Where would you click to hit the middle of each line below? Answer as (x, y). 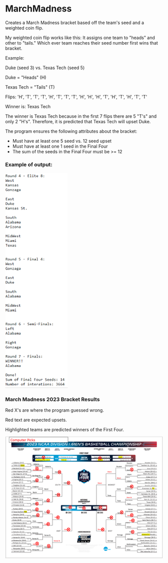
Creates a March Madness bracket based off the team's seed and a (74, 23)
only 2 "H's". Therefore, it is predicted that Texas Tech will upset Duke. (78, 121)
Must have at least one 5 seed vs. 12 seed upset (62, 141)
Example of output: (29, 164)
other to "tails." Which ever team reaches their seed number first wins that (82, 43)
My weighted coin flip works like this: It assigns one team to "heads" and (80, 38)
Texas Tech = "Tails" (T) (30, 87)
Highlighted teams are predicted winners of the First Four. (64, 430)
